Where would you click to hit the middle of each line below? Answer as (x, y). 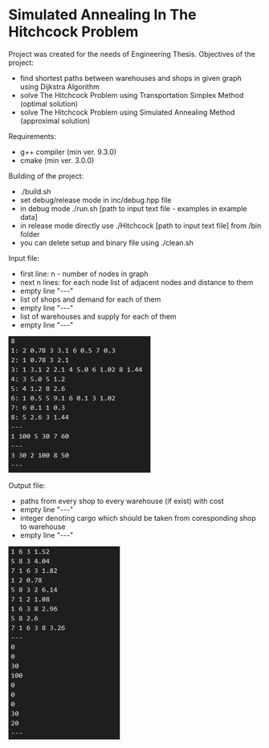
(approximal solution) (55, 120)
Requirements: (32, 136)
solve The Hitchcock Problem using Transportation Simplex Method (132, 95)
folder (30, 234)
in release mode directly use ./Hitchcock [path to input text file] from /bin (141, 226)
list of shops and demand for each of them (90, 299)
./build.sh (35, 191)
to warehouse (43, 526)
